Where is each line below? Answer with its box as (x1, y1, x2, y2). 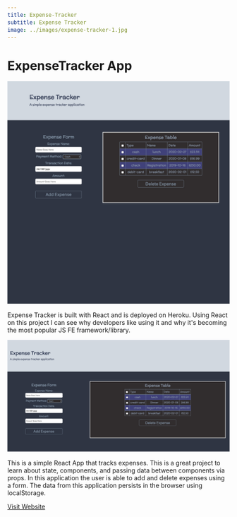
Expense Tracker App (7, 57, 133, 73)
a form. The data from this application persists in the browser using (7, 481, 203, 489)
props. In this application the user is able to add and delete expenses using (7, 473, 225, 482)
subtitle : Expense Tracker (7, 18, 87, 26)
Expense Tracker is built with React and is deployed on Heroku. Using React (7, 311, 228, 319)
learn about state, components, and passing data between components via (7, 466, 226, 475)
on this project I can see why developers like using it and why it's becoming (7, 319, 227, 327)
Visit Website (7, 502, 46, 511)
